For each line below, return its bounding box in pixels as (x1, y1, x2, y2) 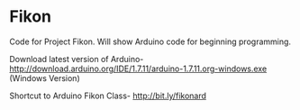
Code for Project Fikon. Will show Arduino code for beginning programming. (9, 36, 291, 47)
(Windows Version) (9, 72, 80, 83)
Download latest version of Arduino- (9, 53, 144, 64)
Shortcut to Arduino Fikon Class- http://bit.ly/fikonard (9, 90, 207, 101)
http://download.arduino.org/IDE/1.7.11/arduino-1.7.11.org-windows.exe (9, 63, 268, 74)
